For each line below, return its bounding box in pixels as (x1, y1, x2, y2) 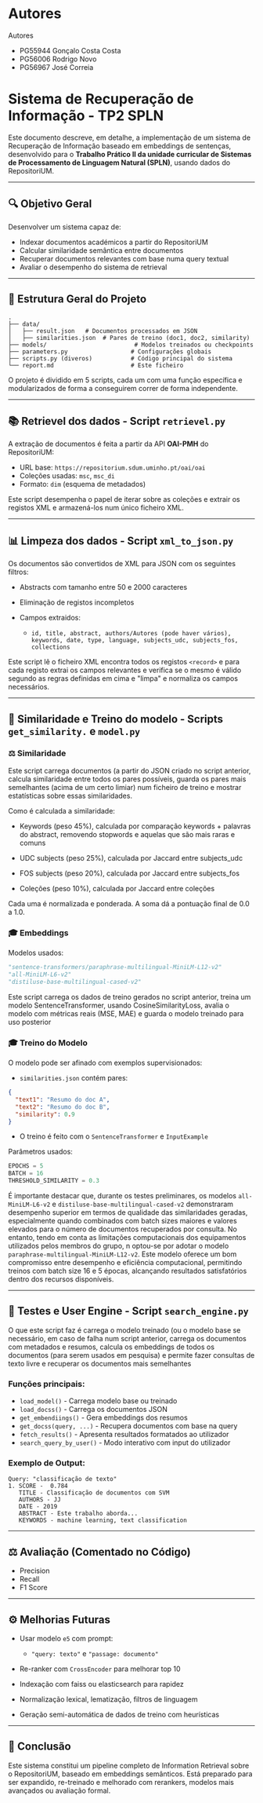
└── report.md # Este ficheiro (8, 361, 184, 369)
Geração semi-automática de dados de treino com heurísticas (19, 1710, 220, 1720)
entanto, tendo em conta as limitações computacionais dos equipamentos (8, 1233, 247, 1242)
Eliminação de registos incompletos (19, 598, 135, 607)
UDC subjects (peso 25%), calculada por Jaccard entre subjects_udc (19, 853, 243, 862)
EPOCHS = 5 (8, 1162, 44, 1170)
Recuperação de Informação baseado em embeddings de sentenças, (8, 141, 232, 150)
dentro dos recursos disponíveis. (8, 1275, 114, 1284)
